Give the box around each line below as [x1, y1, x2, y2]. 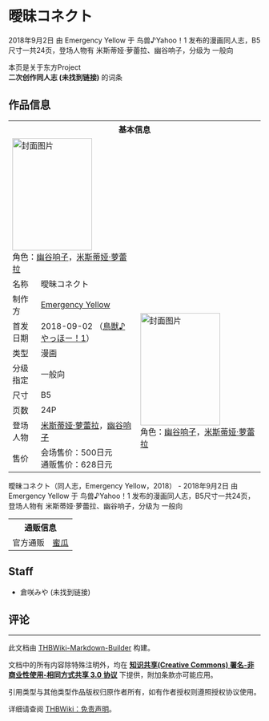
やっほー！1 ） [40, 332, 94, 343]
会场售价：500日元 [40, 447, 113, 458]
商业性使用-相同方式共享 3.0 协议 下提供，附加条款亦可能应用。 [8, 670, 218, 680]
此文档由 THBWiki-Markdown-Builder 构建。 [8, 643, 155, 653]
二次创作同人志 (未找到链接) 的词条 [8, 72, 122, 82]
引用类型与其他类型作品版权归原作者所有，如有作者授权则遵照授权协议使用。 [8, 687, 261, 697]
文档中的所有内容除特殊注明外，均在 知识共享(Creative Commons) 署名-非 [8, 660, 255, 670]
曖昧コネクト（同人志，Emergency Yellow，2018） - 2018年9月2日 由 [8, 480, 239, 490]
